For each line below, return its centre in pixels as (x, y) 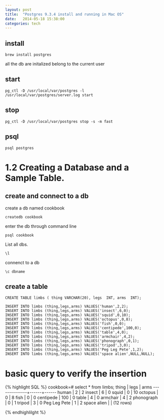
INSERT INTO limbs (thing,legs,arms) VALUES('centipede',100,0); (73, 328)
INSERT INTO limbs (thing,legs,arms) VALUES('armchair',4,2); (70, 337)
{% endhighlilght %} (26, 413)
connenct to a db (22, 262)
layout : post (18, 10)
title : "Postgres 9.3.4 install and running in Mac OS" (65, 14)
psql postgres (20, 148)
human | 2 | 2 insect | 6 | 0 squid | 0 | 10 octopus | (108, 392)
